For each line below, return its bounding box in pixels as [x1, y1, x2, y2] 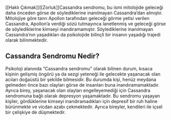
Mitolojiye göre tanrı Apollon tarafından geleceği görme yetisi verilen [5, 15, 149, 21]
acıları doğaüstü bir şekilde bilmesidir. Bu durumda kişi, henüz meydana [5, 76, 157, 83]
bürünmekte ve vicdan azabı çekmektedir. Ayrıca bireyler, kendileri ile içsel [5, 104, 163, 110]
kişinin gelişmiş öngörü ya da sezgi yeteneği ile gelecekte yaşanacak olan [5, 71, 161, 77]
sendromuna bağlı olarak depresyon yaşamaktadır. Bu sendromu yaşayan [5, 92, 160, 99]
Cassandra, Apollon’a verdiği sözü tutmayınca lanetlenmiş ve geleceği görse [5, 21, 166, 27]
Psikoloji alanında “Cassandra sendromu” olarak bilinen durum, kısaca [5, 65, 153, 71]
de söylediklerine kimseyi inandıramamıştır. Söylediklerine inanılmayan [5, 26, 154, 32]
